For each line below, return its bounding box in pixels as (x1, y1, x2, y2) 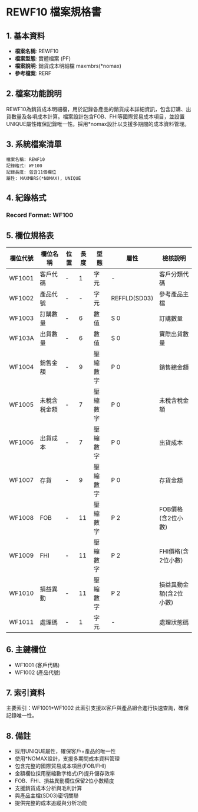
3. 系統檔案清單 (6, 140, 62, 150)
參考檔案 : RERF (14, 70, 52, 77)
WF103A (9, 334, 34, 342)
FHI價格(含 (159, 547, 189, 555)
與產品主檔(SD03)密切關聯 (14, 792, 79, 799)
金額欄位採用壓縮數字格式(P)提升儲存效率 (14, 770, 115, 777)
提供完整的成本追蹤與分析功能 (14, 800, 87, 807)
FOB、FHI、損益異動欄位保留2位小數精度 (14, 777, 114, 784)
